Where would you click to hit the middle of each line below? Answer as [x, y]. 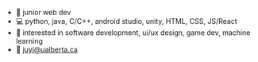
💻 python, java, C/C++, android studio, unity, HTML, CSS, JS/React [126, 21]
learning [29, 41]
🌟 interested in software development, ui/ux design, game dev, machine [133, 33]
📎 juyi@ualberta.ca [46, 49]
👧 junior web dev [43, 12]
